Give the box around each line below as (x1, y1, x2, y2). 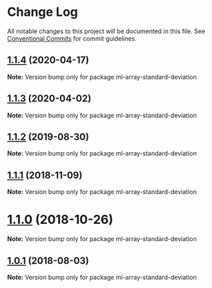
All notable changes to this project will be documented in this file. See (7, 27, 206, 35)
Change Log (7, 4, 78, 20)
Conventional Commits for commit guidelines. (7, 34, 137, 42)
